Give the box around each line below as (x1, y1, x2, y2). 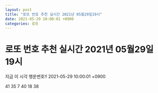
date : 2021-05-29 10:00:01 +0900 (5, 16, 74, 21)
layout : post (5, 7, 32, 12)
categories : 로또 (5, 21, 39, 26)
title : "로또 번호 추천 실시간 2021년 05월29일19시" (5, 12, 103, 17)
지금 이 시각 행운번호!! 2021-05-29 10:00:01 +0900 (5, 74, 106, 80)
